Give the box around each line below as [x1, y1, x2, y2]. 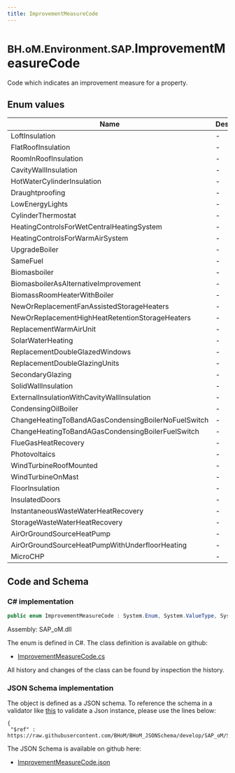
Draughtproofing [10, 188, 66, 198]
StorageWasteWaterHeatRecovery [10, 518, 123, 527]
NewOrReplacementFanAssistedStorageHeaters [10, 302, 169, 311]
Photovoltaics [10, 449, 56, 459]
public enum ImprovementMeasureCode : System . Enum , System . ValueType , [7, 613, 218, 620]
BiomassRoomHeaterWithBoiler [10, 290, 114, 300]
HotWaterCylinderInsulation [10, 176, 101, 186]
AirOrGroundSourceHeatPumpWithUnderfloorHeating [10, 540, 187, 550]
